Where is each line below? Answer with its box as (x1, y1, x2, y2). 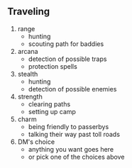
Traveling (7, 6, 50, 18)
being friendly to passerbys (28, 122, 109, 130)
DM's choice (17, 138, 55, 146)
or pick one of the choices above (28, 152, 125, 161)
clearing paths (28, 99, 71, 108)
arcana (17, 47, 38, 55)
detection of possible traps (28, 55, 107, 63)
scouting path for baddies (28, 39, 104, 48)
